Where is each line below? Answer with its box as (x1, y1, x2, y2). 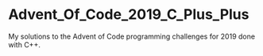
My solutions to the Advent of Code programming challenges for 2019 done (8, 32, 256, 41)
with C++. (8, 39, 41, 49)
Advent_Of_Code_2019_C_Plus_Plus (8, 6, 249, 24)
